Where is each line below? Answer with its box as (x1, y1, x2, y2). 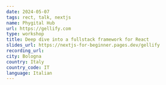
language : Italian (6, 70, 52, 76)
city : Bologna (6, 53, 42, 59)
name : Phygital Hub (6, 20, 55, 26)
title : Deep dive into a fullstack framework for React (6, 37, 149, 42)
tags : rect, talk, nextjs (6, 14, 71, 20)
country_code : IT (6, 64, 50, 71)
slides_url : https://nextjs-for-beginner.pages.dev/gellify (6, 42, 161, 48)
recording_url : (6, 48, 45, 54)
